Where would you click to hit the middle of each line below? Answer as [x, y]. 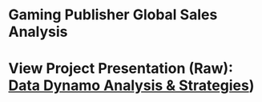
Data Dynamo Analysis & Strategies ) [131, 86]
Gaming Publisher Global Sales [113, 15]
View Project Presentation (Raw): [121, 69]
